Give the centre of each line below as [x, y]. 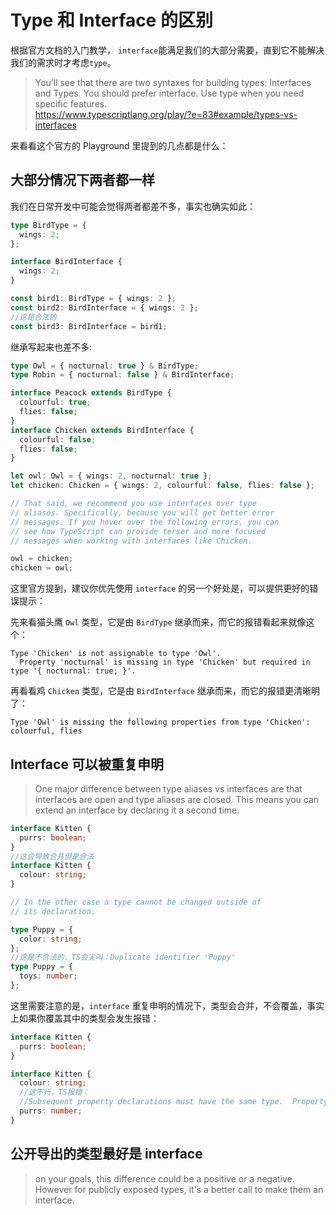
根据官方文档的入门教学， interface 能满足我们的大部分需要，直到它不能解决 [167, 50]
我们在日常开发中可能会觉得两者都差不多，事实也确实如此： [133, 206]
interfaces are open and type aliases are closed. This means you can [177, 799]
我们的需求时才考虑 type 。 [63, 62]
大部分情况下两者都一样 [82, 180]
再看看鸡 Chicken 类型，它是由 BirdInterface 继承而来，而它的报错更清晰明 [165, 691]
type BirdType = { [48, 225]
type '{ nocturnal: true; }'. [73, 671]
